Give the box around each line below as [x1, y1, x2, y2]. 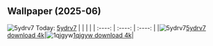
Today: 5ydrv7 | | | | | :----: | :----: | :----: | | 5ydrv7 [35, 23, 207, 32]
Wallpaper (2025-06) [7, 5, 102, 17]
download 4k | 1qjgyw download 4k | [7, 31, 134, 39]
